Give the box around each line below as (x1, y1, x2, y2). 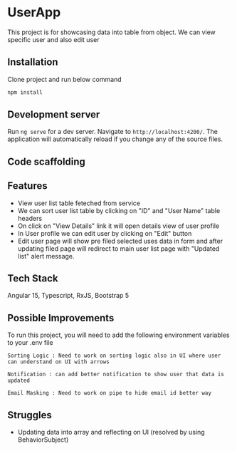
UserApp (7, 4, 61, 21)
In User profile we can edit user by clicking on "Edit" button (17, 229, 192, 237)
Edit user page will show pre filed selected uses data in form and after (17, 237, 223, 245)
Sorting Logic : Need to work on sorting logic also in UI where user (7, 352, 221, 360)
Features (7, 180, 48, 192)
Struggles (7, 409, 52, 421)
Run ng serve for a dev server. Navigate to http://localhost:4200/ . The (7, 128, 218, 136)
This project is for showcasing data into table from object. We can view (7, 28, 216, 36)
